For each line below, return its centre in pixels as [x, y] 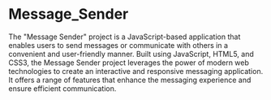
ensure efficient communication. [62, 88]
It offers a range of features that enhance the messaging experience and [130, 80]
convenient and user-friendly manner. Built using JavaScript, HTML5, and [131, 54]
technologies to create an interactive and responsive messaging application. [136, 71]
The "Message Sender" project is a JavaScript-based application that [125, 37]
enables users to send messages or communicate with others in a [118, 45]
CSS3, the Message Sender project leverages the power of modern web [129, 63]
